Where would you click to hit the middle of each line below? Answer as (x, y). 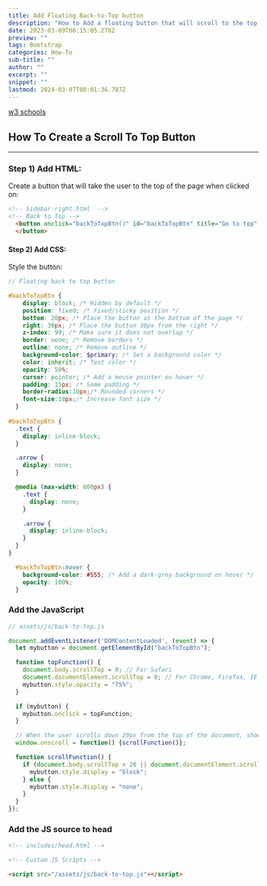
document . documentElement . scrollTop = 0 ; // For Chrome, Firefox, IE (140, 677)
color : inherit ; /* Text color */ (79, 362)
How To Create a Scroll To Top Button (102, 137)
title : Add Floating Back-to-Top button (76, 15)
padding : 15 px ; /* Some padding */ (81, 385)
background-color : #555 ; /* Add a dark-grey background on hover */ (138, 575)
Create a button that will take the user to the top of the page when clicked (129, 186)
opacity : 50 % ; (46, 369)
